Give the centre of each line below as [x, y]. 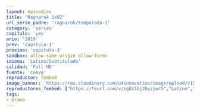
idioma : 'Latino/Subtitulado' [44, 61]
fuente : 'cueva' [26, 72]
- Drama [16, 100]
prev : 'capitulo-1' [30, 45]
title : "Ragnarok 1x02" [36, 17]
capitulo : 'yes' [26, 34]
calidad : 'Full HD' [30, 67]
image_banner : [24, 84]
